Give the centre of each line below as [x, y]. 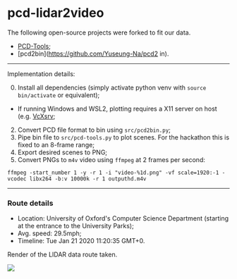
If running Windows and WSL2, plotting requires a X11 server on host [117, 108]
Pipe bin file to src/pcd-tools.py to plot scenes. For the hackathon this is [123, 137]
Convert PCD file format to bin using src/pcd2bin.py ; [94, 130]
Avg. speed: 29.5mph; [49, 233]
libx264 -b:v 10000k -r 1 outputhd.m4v [88, 179]
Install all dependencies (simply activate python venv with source [112, 87]
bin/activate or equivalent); [59, 95]
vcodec [17, 179]
